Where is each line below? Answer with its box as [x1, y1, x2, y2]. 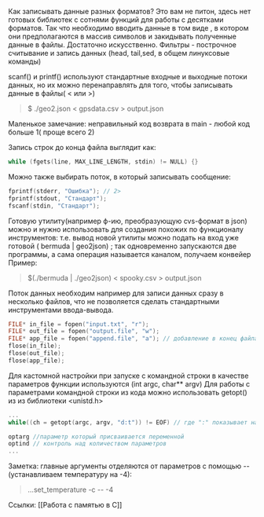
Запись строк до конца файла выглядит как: [8, 143, 156, 152]
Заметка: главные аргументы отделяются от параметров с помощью [8, 461, 242, 471]
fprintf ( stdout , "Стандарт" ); [8, 194, 108, 203]
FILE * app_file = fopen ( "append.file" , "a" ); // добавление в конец [8, 335, 237, 343]
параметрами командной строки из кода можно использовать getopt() [8, 387, 247, 397]
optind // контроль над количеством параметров [8, 440, 167, 448]
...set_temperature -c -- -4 [27, 485, 114, 494]
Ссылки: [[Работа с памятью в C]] [8, 500, 123, 510]
